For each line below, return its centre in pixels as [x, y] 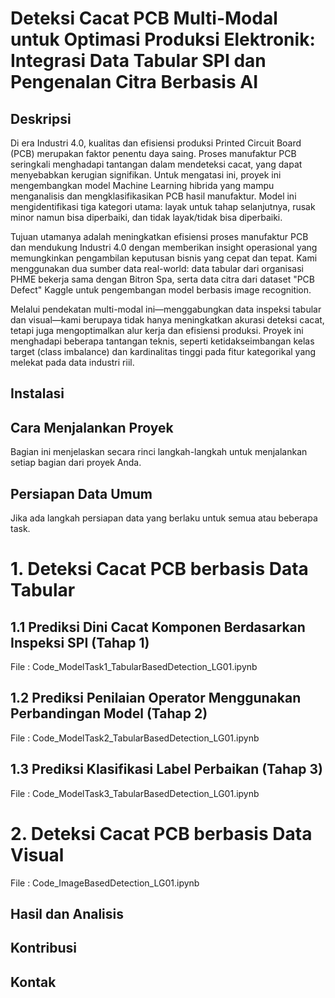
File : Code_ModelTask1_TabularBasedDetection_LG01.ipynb [134, 667]
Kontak [33, 982]
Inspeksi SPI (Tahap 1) [80, 642]
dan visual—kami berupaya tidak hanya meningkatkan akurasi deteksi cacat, [167, 320]
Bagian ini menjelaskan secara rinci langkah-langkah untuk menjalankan [159, 452]
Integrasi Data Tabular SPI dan [138, 61]
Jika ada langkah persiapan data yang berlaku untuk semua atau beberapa [164, 518]
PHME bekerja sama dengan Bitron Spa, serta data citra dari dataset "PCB [162, 279]
